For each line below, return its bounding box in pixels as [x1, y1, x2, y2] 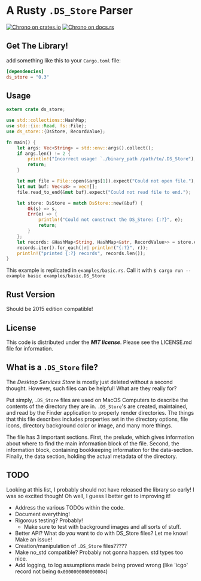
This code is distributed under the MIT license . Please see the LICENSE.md [6, 339, 193, 346]
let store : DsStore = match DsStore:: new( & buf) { [17, 200, 144, 206]
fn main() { [6, 139, 36, 145]
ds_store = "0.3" [6, 74, 50, 80]
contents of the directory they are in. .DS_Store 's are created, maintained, [6, 403, 188, 410]
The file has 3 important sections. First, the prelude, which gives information [6, 433, 194, 441]
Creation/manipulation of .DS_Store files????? [14, 542, 127, 549]
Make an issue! [14, 535, 53, 543]
